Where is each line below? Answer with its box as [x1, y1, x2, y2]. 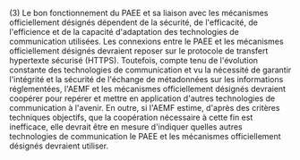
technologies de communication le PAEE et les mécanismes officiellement [9, 131, 281, 141]
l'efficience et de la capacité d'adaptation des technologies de [9, 27, 240, 37]
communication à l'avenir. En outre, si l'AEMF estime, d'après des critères [9, 103, 280, 113]
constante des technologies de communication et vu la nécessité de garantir [9, 64, 292, 75]
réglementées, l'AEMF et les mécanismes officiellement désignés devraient [9, 84, 287, 94]
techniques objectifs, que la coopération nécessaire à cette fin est [9, 112, 253, 122]
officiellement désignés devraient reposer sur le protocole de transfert [9, 46, 269, 56]
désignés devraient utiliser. [9, 140, 109, 151]
